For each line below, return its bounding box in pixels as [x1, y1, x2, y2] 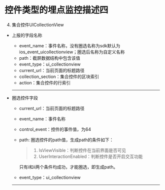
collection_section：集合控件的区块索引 [19, 74, 99, 79]
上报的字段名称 [11, 32, 42, 38]
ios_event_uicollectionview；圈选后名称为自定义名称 [19, 49, 125, 55]
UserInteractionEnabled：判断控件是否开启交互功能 [38, 153, 143, 159]
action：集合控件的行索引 [19, 79, 71, 85]
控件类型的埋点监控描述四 [4, 4, 109, 16]
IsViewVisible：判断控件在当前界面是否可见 [38, 147, 127, 153]
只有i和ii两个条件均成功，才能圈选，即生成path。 [19, 164, 118, 170]
